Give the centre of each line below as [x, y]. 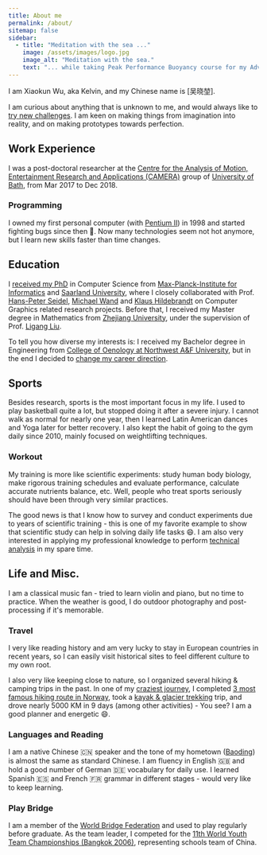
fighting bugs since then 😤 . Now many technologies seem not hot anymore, [132, 231]
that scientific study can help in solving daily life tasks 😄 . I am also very [126, 532]
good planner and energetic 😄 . [60, 713]
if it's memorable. [75, 610]
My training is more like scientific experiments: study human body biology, [130, 474]
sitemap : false [33, 30]
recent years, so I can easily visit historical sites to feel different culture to [129, 656]
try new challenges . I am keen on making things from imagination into [122, 115]
